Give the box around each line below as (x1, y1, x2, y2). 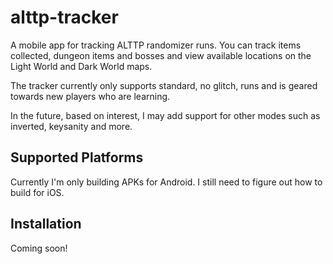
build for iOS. (10, 186, 65, 198)
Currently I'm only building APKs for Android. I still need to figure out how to (10, 176, 323, 188)
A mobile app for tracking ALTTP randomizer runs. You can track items (10, 39, 302, 51)
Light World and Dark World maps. (10, 60, 153, 72)
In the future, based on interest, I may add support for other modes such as (10, 109, 321, 121)
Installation (10, 216, 82, 233)
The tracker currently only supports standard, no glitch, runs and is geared (10, 79, 318, 91)
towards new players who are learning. (10, 90, 171, 102)
